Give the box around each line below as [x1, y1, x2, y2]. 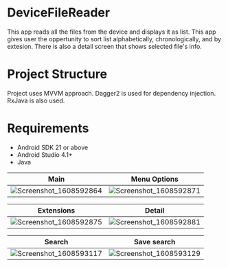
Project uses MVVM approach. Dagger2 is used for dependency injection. [7, 89, 216, 97]
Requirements [7, 120, 89, 136]
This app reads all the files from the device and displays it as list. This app [7, 28, 216, 36]
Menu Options [130, 174, 179, 184]
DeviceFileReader [7, 5, 111, 21]
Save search [133, 237, 176, 246]
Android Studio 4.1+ [16, 150, 73, 159]
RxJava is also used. [7, 96, 65, 105]
